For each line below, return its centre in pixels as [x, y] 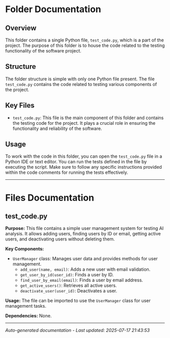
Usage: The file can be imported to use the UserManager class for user [78, 301]
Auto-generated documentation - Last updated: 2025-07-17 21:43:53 [78, 330]
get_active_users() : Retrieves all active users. [69, 285]
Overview [21, 28]
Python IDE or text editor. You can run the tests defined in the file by [76, 162]
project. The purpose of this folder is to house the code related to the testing [85, 45]
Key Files [20, 105]
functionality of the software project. [44, 51]
